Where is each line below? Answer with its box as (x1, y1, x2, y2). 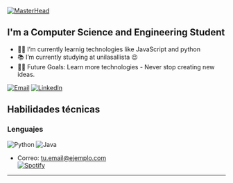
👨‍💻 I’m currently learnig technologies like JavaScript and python (17, 45, 201, 53)
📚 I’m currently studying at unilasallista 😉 (17, 53, 139, 61)
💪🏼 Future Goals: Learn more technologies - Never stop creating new (17, 62, 215, 71)
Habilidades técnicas (7, 104, 101, 116)
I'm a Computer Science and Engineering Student (7, 26, 225, 38)
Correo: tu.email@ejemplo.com (17, 153, 106, 162)
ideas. (17, 70, 35, 78)
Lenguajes (7, 125, 44, 134)
